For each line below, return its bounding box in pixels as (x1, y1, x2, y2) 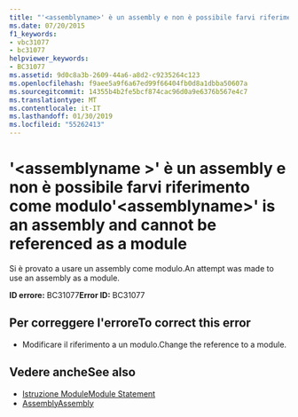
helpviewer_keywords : (9, 54, 90, 63)
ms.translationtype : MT (9, 95, 98, 105)
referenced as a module (9, 234, 188, 254)
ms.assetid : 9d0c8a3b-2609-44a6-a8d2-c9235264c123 (9, 71, 200, 80)
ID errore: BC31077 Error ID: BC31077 (9, 289, 145, 300)
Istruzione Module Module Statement (21, 388, 156, 399)
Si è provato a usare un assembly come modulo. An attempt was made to (9, 263, 275, 273)
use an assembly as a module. (9, 272, 120, 283)
